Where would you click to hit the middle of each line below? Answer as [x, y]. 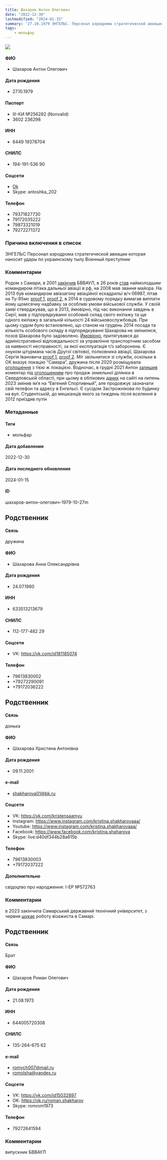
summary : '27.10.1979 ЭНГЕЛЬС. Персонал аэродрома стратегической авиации [84, 24]
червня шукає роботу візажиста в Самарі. [50, 916]
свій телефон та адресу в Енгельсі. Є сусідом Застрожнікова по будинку [83, 389]
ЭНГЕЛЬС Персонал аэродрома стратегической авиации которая [75, 254]
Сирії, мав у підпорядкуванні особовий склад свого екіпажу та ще [76, 315]
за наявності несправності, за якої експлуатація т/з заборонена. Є [76, 347]
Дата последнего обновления [38, 468]
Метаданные [22, 412]
